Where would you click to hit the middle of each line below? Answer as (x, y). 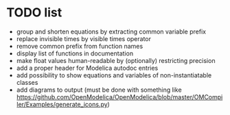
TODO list (34, 13)
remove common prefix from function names (80, 46)
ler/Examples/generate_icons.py (62, 104)
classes (27, 82)
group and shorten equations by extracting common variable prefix (111, 31)
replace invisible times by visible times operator (84, 38)
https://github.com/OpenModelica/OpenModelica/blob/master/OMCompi (119, 97)
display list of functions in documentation (75, 53)
